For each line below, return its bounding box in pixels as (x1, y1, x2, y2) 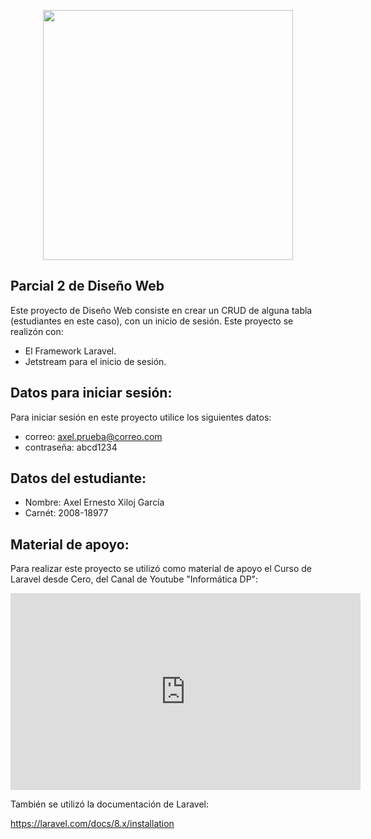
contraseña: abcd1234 (24, 441, 118, 453)
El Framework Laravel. (24, 345, 117, 357)
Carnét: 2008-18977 (24, 507, 109, 519)
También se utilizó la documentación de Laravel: (10, 798, 210, 810)
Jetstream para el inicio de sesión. (24, 355, 167, 367)
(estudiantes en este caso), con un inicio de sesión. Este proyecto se (10, 315, 294, 327)
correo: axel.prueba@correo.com (24, 430, 163, 442)
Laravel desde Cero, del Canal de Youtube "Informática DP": (10, 573, 259, 585)
